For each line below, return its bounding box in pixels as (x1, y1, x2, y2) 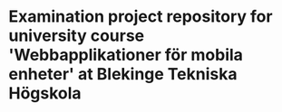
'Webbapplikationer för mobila (8, 45, 244, 65)
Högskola (8, 83, 83, 104)
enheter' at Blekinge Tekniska (8, 64, 238, 85)
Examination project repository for (8, 6, 273, 27)
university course (8, 25, 145, 46)
